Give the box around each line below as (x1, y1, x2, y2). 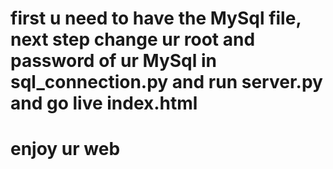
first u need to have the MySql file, (10, 7, 302, 30)
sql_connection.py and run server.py (10, 71, 323, 94)
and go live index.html (10, 92, 198, 115)
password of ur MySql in (10, 50, 217, 72)
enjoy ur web (10, 138, 121, 161)
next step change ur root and (10, 28, 256, 51)
